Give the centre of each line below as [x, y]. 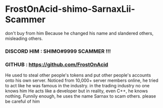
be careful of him [23, 102]
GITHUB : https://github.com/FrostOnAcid [57, 64]
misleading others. [24, 38]
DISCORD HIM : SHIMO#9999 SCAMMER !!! [58, 51]
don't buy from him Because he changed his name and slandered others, [80, 33]
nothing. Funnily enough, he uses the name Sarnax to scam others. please [81, 96]
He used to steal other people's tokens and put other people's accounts [78, 75]
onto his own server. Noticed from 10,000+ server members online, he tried [82, 80]
